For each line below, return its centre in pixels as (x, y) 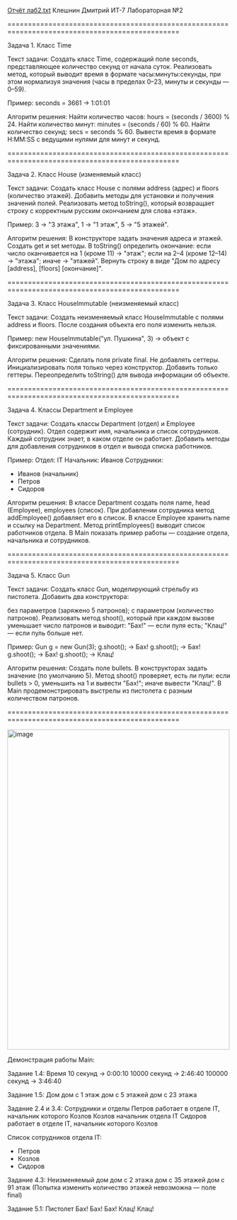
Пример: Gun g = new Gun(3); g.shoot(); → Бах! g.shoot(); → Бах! (104, 647)
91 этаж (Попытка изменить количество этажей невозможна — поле (112, 1187)
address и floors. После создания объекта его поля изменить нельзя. (112, 325)
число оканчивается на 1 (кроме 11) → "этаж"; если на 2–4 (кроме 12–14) (117, 253)
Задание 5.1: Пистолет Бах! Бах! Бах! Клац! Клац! (81, 1209)
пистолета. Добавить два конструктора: (68, 597)
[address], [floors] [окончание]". (55, 268)
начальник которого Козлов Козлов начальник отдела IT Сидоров (107, 1116)
